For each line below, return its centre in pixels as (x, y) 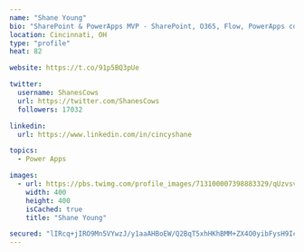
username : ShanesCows (58, 92)
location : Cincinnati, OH (58, 34)
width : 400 (46, 192)
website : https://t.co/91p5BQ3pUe (75, 68)
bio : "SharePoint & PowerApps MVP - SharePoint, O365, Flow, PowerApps (147, 26)
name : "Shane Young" (48, 18)
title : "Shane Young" (66, 218)
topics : (24, 150)
